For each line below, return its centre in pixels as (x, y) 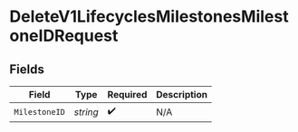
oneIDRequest (64, 36)
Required (127, 94)
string (87, 112)
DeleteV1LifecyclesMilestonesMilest (149, 17)
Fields (27, 69)
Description (182, 94)
